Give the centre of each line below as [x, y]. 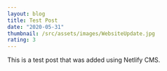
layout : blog [26, 14]
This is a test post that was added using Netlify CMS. [84, 60]
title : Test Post [33, 20]
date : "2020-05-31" [36, 27]
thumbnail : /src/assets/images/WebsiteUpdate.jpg [81, 33]
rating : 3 [22, 40]
